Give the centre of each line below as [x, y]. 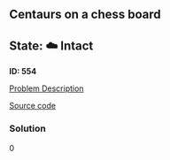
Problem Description [46, 88]
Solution [28, 129]
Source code [32, 106]
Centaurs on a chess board [85, 15]
